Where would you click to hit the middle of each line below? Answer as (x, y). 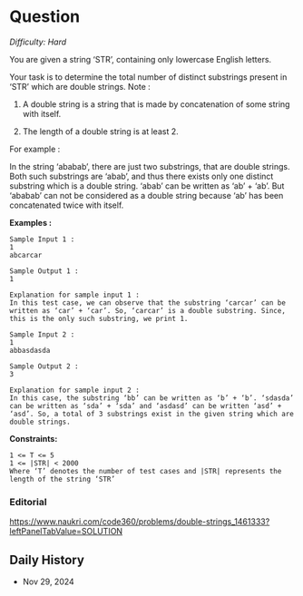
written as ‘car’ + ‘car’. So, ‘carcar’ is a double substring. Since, (147, 310)
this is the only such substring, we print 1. (99, 318)
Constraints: (34, 438)
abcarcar (26, 255)
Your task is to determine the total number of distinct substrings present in (148, 77)
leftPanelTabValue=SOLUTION (66, 532)
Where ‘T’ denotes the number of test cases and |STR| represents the (146, 471)
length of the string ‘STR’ (63, 479)
